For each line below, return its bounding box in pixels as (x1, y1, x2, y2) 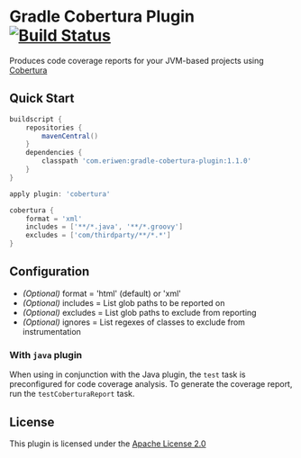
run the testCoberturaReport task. (9, 389, 135, 400)
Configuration (9, 264, 90, 280)
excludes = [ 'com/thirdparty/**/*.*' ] (25, 231, 171, 240)
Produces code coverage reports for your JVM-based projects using (9, 55, 264, 66)
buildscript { (9, 114, 63, 123)
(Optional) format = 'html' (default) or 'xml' (22, 288, 182, 299)
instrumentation (22, 326, 81, 337)
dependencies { (25, 148, 83, 157)
